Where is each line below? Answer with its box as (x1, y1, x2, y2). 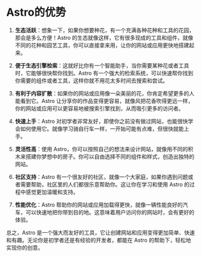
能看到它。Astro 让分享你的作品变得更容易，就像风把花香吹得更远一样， (14, 97, 194, 104)
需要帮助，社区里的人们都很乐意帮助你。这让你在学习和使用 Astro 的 (20, 181, 190, 188)
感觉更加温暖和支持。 (25, 188, 79, 196)
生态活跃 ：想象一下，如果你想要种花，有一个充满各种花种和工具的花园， (14, 26, 194, 34)
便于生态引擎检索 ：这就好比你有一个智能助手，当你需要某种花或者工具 (14, 61, 190, 69)
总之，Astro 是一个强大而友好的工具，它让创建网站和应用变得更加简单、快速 (6, 229, 195, 236)
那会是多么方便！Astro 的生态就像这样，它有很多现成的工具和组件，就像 (14, 34, 194, 41)
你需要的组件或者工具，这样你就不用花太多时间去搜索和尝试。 (14, 76, 169, 84)
